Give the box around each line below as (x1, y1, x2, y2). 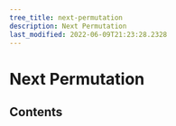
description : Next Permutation (9, 22, 127, 31)
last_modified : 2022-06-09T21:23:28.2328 (9, 30, 168, 39)
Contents (9, 104, 63, 120)
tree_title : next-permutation (9, 13, 124, 22)
